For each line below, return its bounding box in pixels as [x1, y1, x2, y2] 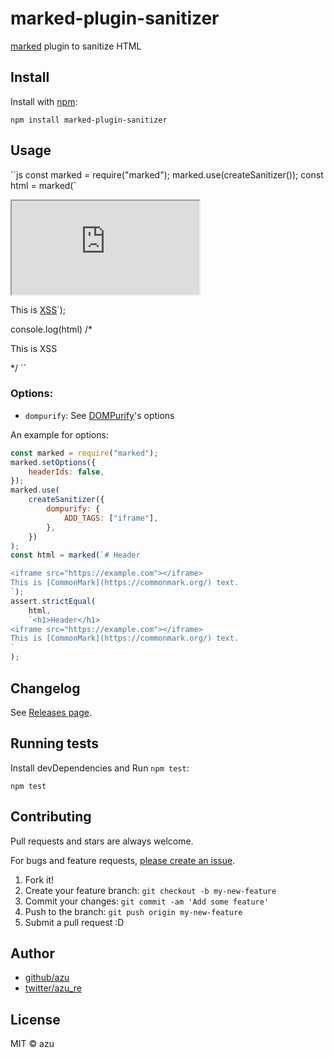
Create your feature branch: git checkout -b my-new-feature [24, 884, 277, 896]
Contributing [10, 808, 92, 826]
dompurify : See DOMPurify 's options [24, 409, 175, 421]
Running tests [10, 735, 100, 752]
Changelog [10, 680, 81, 697]
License [10, 1011, 61, 1028]
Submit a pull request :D [24, 916, 125, 928]
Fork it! [24, 873, 55, 886]
